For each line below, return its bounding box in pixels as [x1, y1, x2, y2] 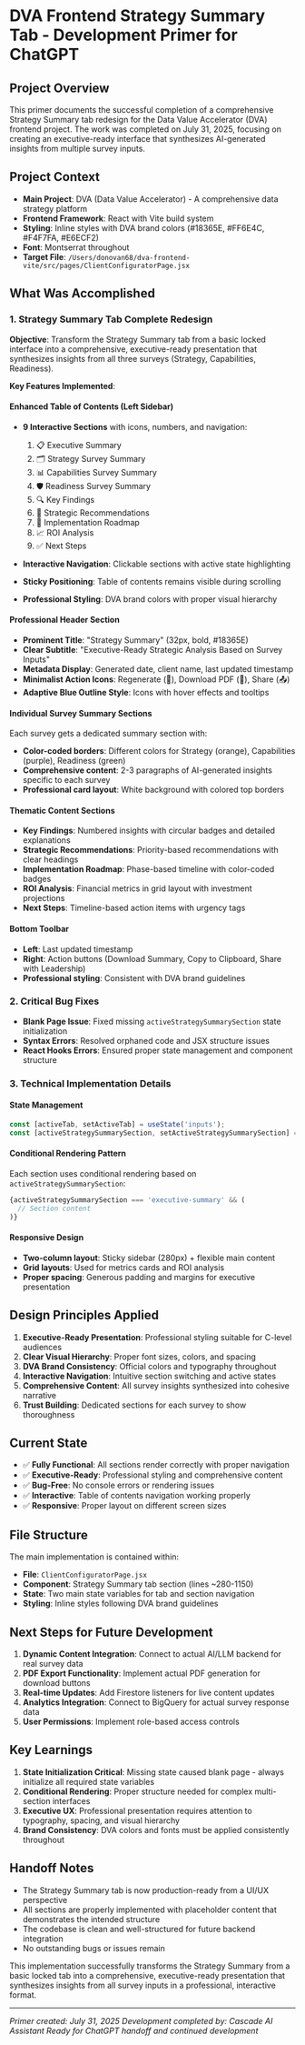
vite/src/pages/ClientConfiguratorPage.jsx [22, 261, 191, 270]
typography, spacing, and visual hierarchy [22, 1815, 180, 1826]
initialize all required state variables [22, 1776, 155, 1787]
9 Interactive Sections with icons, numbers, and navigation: [22, 421, 248, 432]
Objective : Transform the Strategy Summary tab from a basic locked [9, 334, 266, 345]
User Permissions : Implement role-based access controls [22, 1716, 241, 1727]
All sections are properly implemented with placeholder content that [22, 1904, 277, 1915]
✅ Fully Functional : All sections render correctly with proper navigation [22, 1459, 290, 1470]
